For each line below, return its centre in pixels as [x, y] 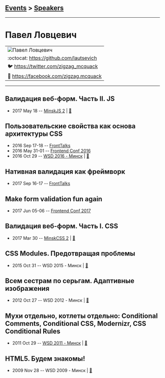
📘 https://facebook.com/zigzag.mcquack [55, 76]
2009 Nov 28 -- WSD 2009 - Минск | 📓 [52, 371]
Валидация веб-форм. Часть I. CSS [62, 226]
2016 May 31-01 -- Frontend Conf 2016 [51, 151]
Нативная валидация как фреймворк [65, 172]
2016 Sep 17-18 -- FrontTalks [41, 146]
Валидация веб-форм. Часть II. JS [60, 99]
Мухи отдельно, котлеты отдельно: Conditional [82, 316]
